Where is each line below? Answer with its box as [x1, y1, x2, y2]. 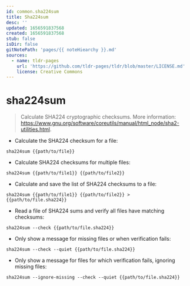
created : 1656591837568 [6, 31, 65, 36]
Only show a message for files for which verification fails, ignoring [14, 257, 175, 264]
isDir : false [6, 42, 38, 48]
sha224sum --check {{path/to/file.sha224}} [6, 225, 115, 231]
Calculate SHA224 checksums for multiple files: [14, 159, 131, 166]
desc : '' [6, 19, 28, 25]
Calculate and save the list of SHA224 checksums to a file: [14, 180, 157, 188]
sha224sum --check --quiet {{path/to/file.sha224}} [6, 247, 135, 253]
